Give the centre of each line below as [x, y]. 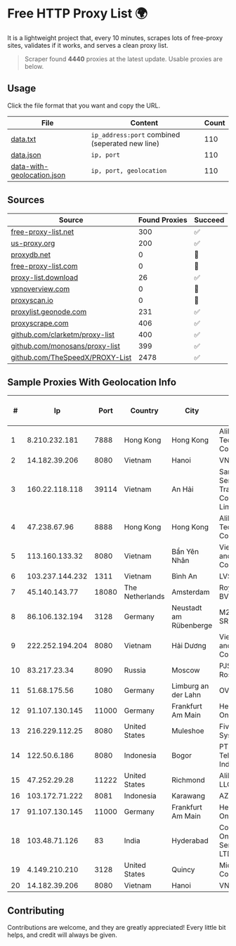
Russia [135, 670]
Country [145, 410]
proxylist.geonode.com [49, 311]
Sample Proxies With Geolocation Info [92, 382]
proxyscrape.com [40, 323]
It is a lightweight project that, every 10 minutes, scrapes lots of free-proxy [115, 38]
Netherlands [144, 597]
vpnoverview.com [40, 289]
